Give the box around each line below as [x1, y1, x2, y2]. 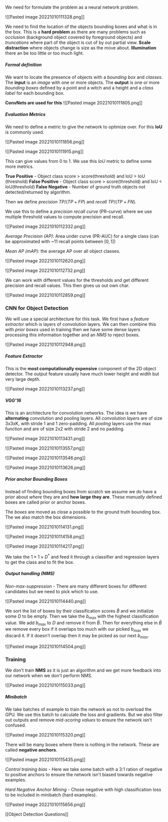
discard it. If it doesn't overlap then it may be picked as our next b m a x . [5, 633, 149, 640]
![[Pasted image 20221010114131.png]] [5, 524, 84, 530]
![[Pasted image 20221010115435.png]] [5, 757, 86, 763]
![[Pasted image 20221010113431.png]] [5, 436, 85, 442]
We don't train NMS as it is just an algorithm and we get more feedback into [5, 667, 161, 674]
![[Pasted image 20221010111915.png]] [5, 148, 84, 154]
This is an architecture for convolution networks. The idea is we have [5, 410, 147, 416]
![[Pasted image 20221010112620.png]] [5, 257, 86, 264]
